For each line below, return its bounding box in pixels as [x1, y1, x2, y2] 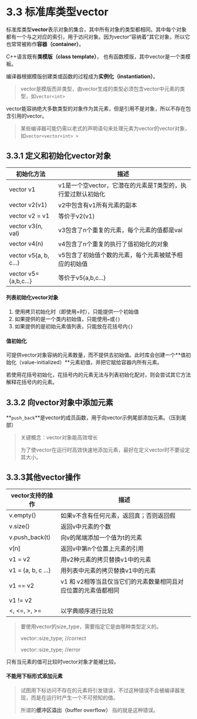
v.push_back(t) [9, 533, 51, 541]
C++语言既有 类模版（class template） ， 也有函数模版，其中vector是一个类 [6, 53, 186, 60]
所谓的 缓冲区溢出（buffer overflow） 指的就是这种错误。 [20, 706, 159, 713]
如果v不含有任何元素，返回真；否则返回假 [60, 511, 176, 520]
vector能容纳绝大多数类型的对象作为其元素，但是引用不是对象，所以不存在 [6, 105, 186, 112]
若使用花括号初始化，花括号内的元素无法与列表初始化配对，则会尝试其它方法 [6, 371, 191, 378]
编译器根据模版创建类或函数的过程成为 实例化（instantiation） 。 [6, 73, 158, 80]
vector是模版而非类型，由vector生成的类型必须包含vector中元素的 [20, 85, 180, 92]
